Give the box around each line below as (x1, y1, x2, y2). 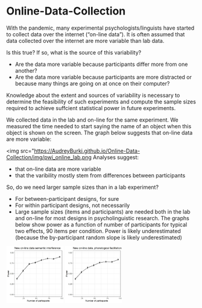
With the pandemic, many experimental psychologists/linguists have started (6, 24, 195, 31)
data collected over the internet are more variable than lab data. (6, 37, 165, 44)
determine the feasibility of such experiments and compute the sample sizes (6, 98, 196, 105)
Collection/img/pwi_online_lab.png (6, 153, 92, 161)
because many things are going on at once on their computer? (14, 80, 170, 87)
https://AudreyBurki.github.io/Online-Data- (34, 147, 140, 154)
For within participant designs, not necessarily (14, 202, 130, 209)
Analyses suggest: (93, 153, 139, 161)
